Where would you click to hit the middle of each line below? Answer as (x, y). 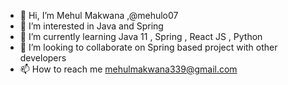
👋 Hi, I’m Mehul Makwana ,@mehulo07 (99, 15)
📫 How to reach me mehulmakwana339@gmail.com (128, 69)
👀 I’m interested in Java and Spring (91, 26)
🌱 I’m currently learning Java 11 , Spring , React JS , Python (141, 36)
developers (43, 58)
